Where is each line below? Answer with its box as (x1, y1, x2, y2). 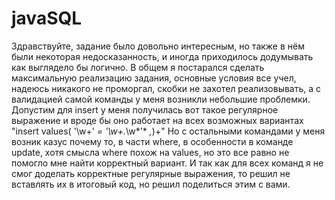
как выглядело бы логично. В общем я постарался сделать (11, 61, 265, 73)
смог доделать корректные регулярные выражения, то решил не (11, 167, 291, 179)
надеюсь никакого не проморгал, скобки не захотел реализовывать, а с (11, 82, 322, 94)
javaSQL (11, 7, 83, 30)
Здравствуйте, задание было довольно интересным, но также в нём (11, 40, 305, 52)
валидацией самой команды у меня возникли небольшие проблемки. (11, 93, 311, 105)
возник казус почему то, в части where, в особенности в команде (11, 135, 294, 147)
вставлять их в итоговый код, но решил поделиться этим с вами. (11, 178, 291, 190)
